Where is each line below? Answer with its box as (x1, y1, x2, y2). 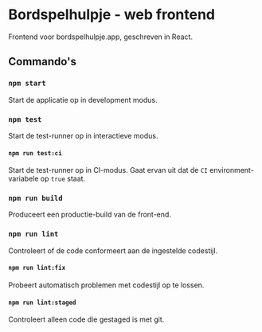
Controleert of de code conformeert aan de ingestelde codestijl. (8, 245, 218, 256)
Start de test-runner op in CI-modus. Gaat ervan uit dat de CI (8, 166, 209, 175)
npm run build (8, 193, 63, 203)
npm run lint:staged (8, 299, 77, 307)
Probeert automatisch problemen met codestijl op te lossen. (8, 280, 205, 290)
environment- (209, 166, 255, 175)
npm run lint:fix (8, 264, 66, 272)
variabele (8, 174, 39, 184)
